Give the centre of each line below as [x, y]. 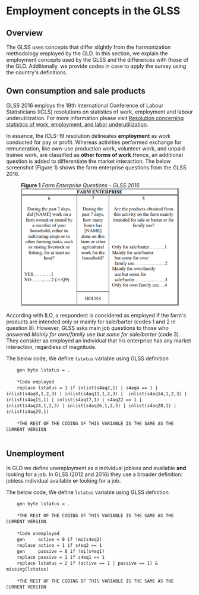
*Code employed [36, 382]
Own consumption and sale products [76, 91]
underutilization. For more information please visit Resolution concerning [95, 118]
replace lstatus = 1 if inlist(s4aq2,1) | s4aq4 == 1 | [88, 388]
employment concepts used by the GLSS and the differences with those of [97, 60]
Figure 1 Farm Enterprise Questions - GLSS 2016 [80, 185]
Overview [25, 33]
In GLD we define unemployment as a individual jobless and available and [96, 468]
